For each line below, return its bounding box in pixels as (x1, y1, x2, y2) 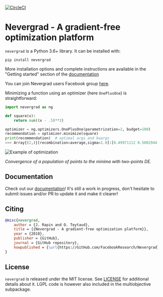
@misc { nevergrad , (5, 218, 40, 223)
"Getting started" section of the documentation (5, 71, 99, 77)
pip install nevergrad (5, 57, 51, 62)
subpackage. (5, 286, 32, 292)
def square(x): (5, 113, 36, 118)
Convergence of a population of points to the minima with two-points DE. (5, 159, 152, 165)
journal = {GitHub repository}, (14, 241, 79, 245)
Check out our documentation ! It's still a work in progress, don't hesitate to (5, 186, 155, 191)
